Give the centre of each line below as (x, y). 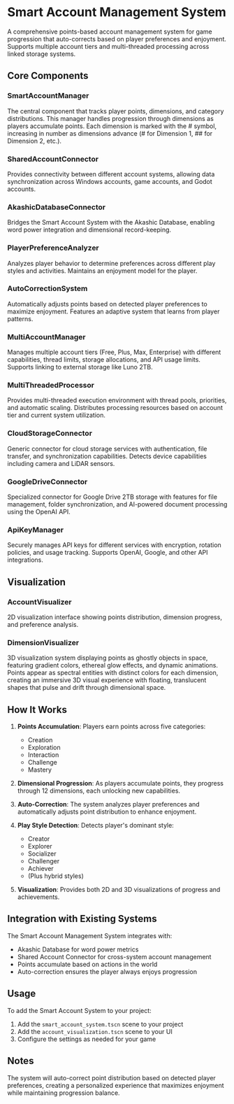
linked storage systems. (42, 54)
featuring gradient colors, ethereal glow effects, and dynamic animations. (113, 665)
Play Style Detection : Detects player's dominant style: (96, 826)
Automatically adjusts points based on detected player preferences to (107, 304)
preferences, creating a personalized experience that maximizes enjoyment (116, 1085)
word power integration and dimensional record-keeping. (89, 230)
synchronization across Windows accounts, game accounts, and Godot (110, 181)
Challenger (44, 861)
